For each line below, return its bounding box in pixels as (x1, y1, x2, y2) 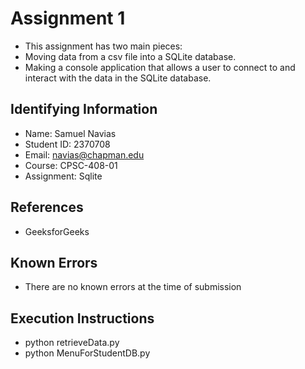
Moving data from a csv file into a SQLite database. (24, 50, 237, 62)
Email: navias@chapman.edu (24, 148, 145, 161)
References (10, 199, 84, 216)
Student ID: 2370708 (24, 138, 111, 150)
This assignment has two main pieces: (24, 40, 183, 52)
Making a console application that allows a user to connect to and (24, 61, 296, 73)
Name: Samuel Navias (24, 127, 117, 139)
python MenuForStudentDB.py (24, 347, 151, 359)
